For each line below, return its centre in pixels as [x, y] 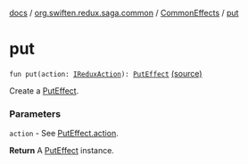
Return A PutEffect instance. [62, 151]
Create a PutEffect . [44, 90]
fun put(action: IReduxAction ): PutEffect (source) [106, 73]
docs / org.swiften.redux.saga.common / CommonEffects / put [124, 13]
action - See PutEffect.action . [64, 134]
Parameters [35, 113]
